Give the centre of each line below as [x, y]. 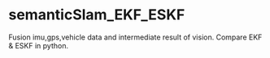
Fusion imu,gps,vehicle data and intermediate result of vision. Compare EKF [135, 37]
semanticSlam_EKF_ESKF [97, 15]
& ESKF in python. [39, 45]
